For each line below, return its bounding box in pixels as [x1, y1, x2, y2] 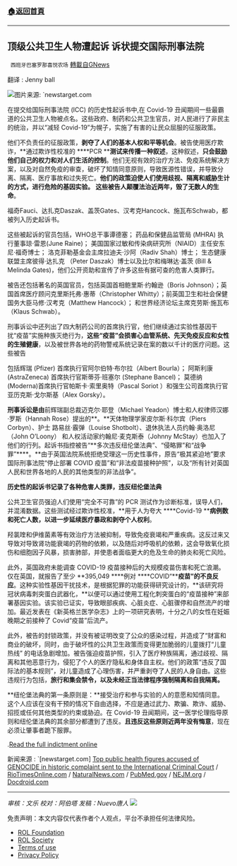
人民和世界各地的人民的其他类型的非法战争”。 [7, 467, 140, 476]
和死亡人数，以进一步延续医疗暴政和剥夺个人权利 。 [7, 515, 156, 524]
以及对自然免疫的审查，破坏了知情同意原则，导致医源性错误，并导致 [19, 165, 217, 173]
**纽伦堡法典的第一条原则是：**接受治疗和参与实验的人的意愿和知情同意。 [7, 690, 224, 699]
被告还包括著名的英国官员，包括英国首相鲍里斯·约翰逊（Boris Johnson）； [7, 281, 221, 290]
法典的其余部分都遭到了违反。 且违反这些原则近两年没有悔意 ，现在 [37, 717, 230, 726]
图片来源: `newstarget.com [14, 91, 92, 99]
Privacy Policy [17, 851, 59, 860]
